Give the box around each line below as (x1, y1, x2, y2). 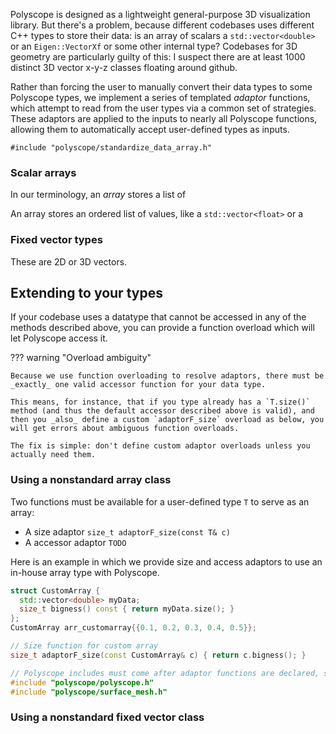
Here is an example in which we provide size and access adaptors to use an (10, 555, 323, 568)
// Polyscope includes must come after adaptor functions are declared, (10, 668, 320, 678)
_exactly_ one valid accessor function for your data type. (10, 380, 267, 390)
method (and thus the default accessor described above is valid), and (10, 406, 315, 416)
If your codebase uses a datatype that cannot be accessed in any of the (10, 311, 307, 323)
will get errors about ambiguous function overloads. (10, 424, 240, 434)
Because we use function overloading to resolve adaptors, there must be (10, 371, 325, 381)
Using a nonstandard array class (10, 473, 172, 487)
